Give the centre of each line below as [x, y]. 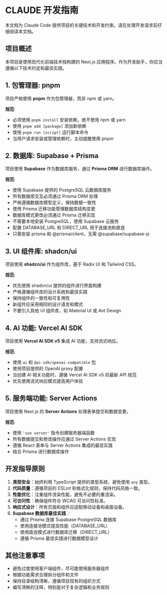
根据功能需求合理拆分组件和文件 [45, 575]
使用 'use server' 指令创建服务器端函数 [54, 433]
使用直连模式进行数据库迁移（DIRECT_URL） [66, 532]
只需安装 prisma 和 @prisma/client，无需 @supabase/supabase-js [81, 234]
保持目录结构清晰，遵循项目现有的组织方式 [56, 581]
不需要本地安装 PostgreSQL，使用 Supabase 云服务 [66, 222]
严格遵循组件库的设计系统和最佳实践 [50, 292]
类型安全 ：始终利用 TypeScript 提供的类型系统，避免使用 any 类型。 [82, 482]
